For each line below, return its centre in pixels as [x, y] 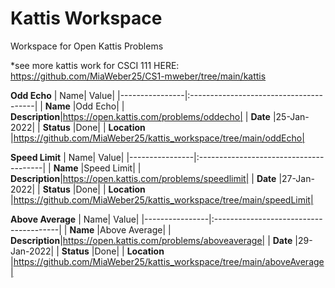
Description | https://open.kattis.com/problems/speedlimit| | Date [143, 178]
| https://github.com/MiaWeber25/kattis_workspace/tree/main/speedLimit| [162, 199]
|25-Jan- [291, 116]
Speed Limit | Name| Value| [67, 157]
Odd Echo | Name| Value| [63, 95]
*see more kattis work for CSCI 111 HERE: [95, 65]
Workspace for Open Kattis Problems [87, 46]
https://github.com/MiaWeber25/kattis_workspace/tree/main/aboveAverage [169, 261]
